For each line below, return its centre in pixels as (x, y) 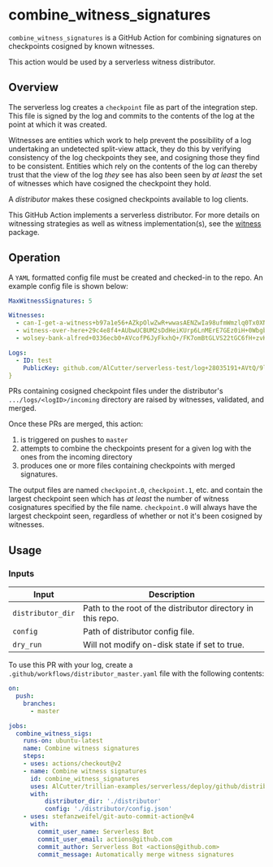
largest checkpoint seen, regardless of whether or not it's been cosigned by (135, 516)
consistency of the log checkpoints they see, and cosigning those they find (134, 157)
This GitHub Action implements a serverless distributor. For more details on (134, 215)
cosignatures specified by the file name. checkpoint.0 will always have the (133, 508)
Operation (35, 258)
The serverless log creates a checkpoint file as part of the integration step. (133, 107)
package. (24, 232)
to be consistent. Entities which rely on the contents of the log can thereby (133, 166)
